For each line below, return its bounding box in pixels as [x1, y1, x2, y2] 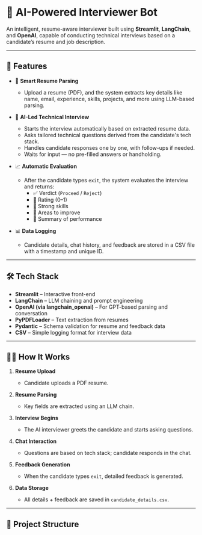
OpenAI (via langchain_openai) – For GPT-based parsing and [14, 303, 168, 311]
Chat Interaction [14, 438, 57, 445]
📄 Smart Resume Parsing [14, 77, 79, 84]
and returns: [23, 183, 55, 190]
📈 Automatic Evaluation [14, 162, 77, 170]
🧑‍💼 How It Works [6, 351, 70, 362]
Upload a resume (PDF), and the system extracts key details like [23, 88, 183, 96]
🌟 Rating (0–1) [32, 196, 67, 203]
